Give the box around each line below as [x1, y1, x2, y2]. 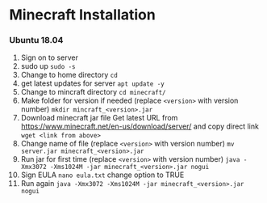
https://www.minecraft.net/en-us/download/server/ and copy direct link [20, 121, 259, 131]
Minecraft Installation [9, 6, 156, 24]
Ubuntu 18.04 [9, 35, 64, 46]
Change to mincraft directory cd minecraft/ [20, 87, 166, 97]
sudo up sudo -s [20, 61, 76, 71]
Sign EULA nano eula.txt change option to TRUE [20, 170, 185, 180]
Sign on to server [20, 53, 79, 62]
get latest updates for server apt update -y [20, 78, 165, 88]
